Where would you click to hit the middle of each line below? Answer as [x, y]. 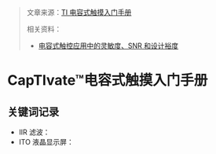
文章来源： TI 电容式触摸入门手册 [79, 12]
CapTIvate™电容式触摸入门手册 [108, 81]
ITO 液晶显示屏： [46, 142]
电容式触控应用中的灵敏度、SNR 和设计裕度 [108, 46]
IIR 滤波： [34, 132]
